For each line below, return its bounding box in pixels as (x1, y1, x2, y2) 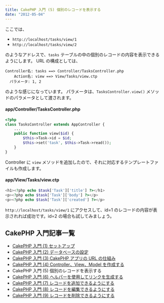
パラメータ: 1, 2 (9, 79, 41, 84)
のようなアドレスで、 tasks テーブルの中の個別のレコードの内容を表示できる (5, 52, 160, 58)
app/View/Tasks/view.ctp (5, 177, 59, 183)
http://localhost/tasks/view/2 (12, 42, 77, 47)
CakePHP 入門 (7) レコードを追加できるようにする (12, 280, 115, 286)
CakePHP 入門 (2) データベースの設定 (12, 249, 89, 255)
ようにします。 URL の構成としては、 (5, 58, 81, 63)
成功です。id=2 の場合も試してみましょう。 (26, 213, 115, 219)
